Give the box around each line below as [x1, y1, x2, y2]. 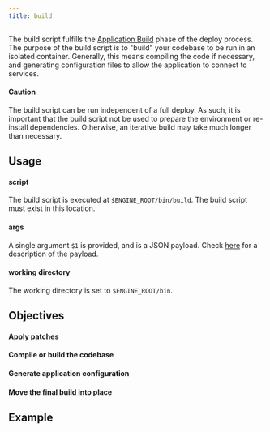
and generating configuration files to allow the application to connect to [8, 60, 247, 70]
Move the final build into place [8, 387, 113, 397]
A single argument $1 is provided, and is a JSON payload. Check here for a [8, 240, 258, 250]
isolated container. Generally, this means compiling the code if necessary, [8, 51, 255, 61]
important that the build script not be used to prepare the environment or [8, 113, 251, 123]
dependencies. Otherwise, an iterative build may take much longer [29, 122, 251, 132]
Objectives [8, 309, 65, 323]
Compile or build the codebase [8, 350, 114, 360]
